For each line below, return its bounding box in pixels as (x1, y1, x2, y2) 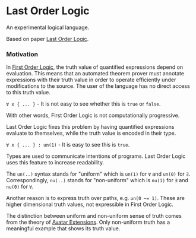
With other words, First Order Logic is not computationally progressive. (6, 112, 180, 119)
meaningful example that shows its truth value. (6, 225, 121, 232)
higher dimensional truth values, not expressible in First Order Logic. (6, 201, 174, 208)
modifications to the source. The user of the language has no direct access (6, 82, 190, 90)
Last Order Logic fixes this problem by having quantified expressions (6, 123, 175, 131)
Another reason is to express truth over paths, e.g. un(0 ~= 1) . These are (6, 195, 185, 202)
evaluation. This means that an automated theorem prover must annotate (6, 70, 185, 77)
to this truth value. (6, 89, 50, 96)
